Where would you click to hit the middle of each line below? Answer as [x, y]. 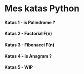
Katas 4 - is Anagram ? [28, 56]
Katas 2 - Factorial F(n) [28, 34]
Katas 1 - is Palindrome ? [30, 22]
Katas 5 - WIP [19, 67]
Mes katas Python [42, 9]
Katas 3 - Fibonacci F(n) [30, 45]
